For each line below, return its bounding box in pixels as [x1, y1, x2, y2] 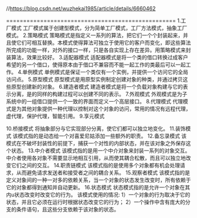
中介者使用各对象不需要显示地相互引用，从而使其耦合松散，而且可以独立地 [6, 155, 186, 161]
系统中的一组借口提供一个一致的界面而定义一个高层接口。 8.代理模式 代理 [6, 98, 184, 105]
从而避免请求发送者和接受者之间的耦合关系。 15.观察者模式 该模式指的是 [16, 169, 191, 176]
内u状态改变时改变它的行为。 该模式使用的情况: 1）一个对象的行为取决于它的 [6, 191, 191, 198]
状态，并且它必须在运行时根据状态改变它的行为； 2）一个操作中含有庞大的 [6, 199, 186, 205]
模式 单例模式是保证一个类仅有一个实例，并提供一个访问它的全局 [32, 69, 189, 75]
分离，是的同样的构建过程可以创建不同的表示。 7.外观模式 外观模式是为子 [11, 90, 188, 98]
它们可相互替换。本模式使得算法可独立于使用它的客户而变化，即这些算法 [16, 39, 191, 46]
